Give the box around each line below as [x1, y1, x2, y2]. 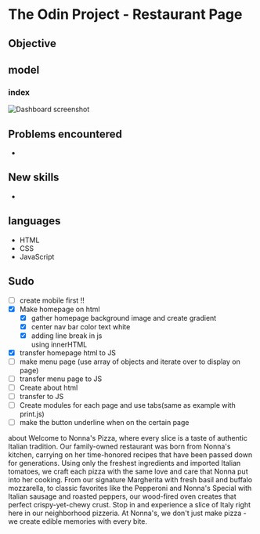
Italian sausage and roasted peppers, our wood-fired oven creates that [8, 492, 237, 501]
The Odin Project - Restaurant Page [8, 5, 243, 24]
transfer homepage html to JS [19, 347, 116, 358]
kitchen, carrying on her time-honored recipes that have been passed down [8, 450, 253, 460]
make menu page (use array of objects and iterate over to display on [19, 357, 240, 366]
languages [8, 214, 61, 228]
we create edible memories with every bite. [8, 517, 147, 526]
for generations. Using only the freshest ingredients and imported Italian [8, 459, 241, 468]
